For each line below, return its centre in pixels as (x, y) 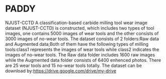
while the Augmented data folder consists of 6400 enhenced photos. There (83, 60)
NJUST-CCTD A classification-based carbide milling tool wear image (76, 23)
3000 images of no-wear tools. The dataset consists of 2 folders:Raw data (82, 39)
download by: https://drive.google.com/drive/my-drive (61, 70)
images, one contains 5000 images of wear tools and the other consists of (82, 33)
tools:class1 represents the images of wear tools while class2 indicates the (82, 49)
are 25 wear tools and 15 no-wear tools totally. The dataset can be (73, 65)
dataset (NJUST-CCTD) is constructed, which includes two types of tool (80, 28)
